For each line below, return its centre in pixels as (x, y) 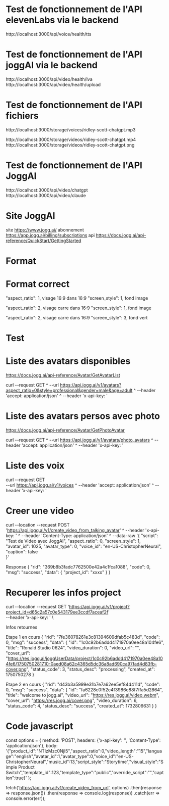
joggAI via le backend (52, 65)
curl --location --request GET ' (37, 606)
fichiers (22, 116)
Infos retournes (22, 627)
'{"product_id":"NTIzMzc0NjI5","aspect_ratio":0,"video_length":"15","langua (84, 751)
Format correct (38, 284)
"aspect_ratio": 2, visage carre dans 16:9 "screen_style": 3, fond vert (77, 317)
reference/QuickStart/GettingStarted (44, 241)
